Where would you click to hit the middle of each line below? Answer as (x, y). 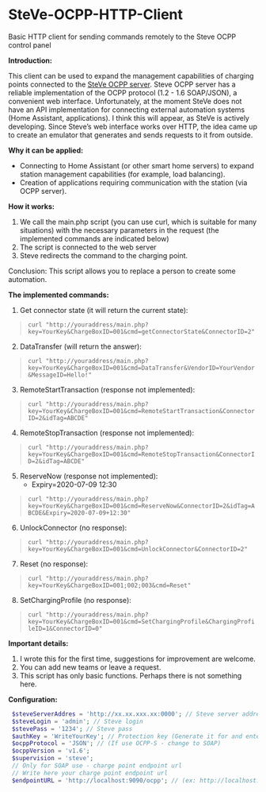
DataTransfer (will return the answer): (81, 346)
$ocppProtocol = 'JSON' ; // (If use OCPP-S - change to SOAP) (116, 744)
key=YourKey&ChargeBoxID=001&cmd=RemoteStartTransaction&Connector (141, 411)
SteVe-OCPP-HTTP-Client (96, 15)
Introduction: (30, 60)
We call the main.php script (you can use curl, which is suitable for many (138, 222)
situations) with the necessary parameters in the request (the (119, 230)
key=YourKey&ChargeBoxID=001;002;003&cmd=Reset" (109, 585)
